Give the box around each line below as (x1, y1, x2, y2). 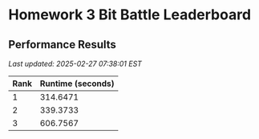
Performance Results (8, 38, 116, 51)
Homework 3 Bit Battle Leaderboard (8, 6, 251, 24)
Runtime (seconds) (39, 78, 115, 89)
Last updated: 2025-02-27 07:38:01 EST (8, 59, 143, 68)
